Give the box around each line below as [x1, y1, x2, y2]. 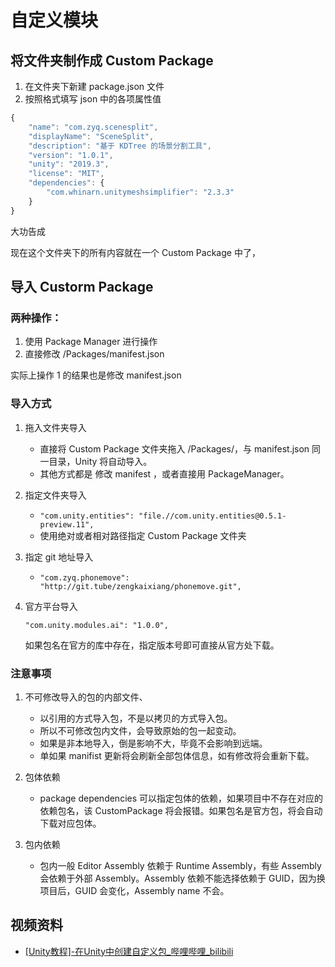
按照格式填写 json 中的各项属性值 [24, 93, 162, 105]
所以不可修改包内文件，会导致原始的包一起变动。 [39, 724, 242, 736]
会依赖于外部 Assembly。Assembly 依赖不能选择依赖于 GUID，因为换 [39, 872, 326, 884]
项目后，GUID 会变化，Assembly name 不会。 [39, 884, 230, 896]
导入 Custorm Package [10, 279, 154, 296]
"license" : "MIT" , [28, 169, 105, 179]
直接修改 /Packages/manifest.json [24, 348, 165, 360]
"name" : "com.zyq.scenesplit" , [28, 122, 159, 132]
